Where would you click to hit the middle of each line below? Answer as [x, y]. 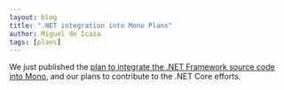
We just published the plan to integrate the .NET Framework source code [142, 67]
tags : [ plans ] [35, 42]
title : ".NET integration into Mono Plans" [91, 26]
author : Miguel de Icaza [55, 34]
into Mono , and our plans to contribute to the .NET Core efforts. [125, 77]
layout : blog [33, 17]
